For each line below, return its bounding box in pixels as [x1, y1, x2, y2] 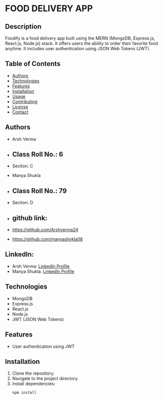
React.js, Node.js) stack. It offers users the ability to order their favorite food [5, 40, 158, 46]
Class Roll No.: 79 [12, 186, 67, 195]
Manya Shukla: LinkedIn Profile [12, 268, 75, 274]
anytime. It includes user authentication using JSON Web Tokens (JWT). [5, 46, 150, 51]
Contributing [12, 99, 38, 104]
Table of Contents [5, 60, 61, 68]
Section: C [12, 163, 33, 169]
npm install [12, 390, 37, 395]
